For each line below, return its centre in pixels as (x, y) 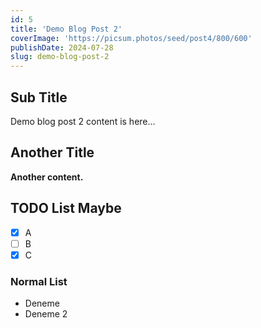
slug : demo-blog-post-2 (60, 57)
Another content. (47, 177)
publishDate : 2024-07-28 (62, 47)
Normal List (39, 281)
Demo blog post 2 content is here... (83, 121)
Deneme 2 (46, 314)
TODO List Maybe (66, 208)
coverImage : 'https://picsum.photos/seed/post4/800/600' (131, 38)
